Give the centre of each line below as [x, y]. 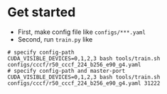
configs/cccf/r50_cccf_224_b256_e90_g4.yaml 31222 [84, 83]
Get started [42, 12]
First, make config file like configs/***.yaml [81, 32]
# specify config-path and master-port [66, 71]
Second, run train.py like [55, 39]
